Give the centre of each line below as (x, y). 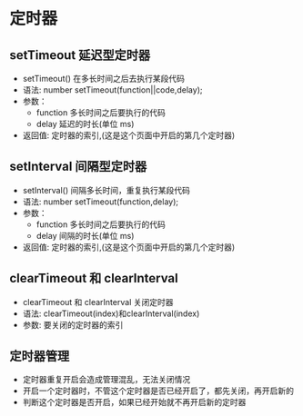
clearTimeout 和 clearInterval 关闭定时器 (98, 302)
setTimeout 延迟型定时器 (80, 55)
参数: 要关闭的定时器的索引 (73, 324)
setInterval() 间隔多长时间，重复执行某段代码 (106, 190)
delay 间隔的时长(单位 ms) (85, 235)
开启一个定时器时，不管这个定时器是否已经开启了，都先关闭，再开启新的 (158, 391)
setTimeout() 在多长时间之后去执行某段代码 (103, 79)
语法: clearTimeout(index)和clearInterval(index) (111, 313)
